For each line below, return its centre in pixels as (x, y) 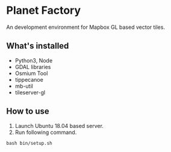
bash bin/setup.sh (29, 143)
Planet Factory (44, 11)
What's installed (38, 46)
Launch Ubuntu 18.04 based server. (59, 126)
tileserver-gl (30, 92)
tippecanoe (29, 79)
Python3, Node (34, 60)
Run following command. (46, 132)
